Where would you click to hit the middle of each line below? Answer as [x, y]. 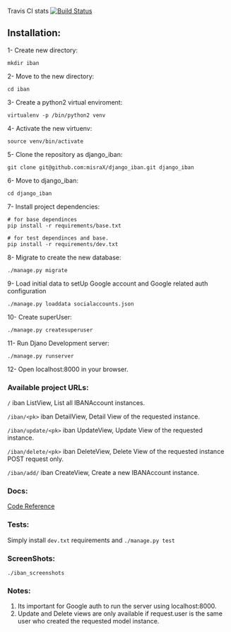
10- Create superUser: [40, 317]
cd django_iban [30, 193]
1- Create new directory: [43, 50]
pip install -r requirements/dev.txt [63, 244]
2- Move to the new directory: [51, 76]
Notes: [19, 590]
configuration [27, 291]
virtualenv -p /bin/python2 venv [57, 115]
